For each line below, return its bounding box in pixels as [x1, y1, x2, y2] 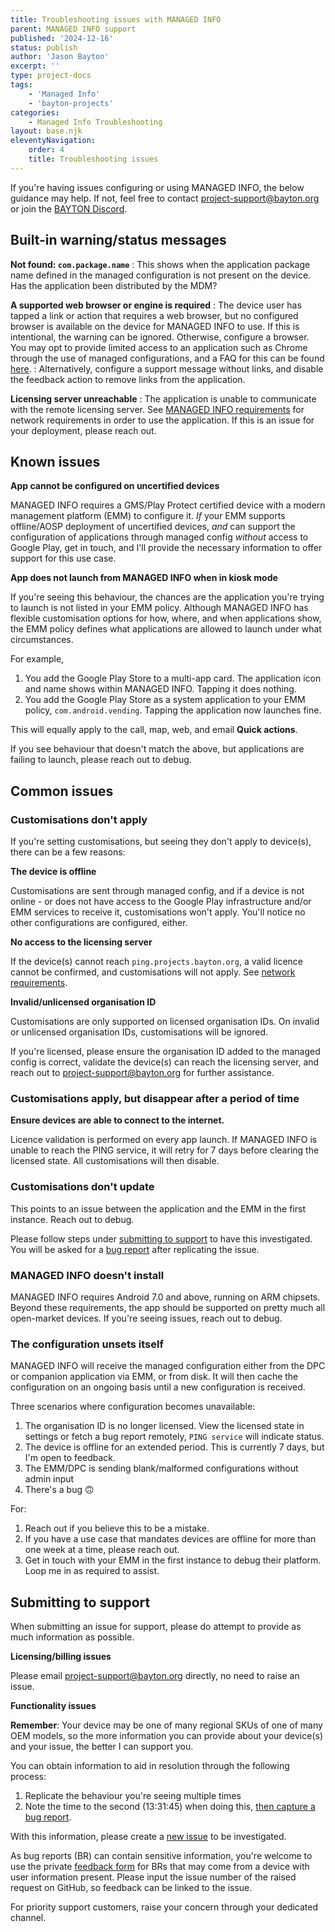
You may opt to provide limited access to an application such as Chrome [10, 341, 308, 353]
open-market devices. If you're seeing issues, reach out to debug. [10, 1312, 283, 1324]
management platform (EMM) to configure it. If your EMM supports [10, 510, 286, 522]
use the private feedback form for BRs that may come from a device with [10, 1861, 310, 1873]
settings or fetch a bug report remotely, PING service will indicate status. [24, 1431, 325, 1443]
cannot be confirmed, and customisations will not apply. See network [10, 966, 296, 978]
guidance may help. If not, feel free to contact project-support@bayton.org [10, 192, 320, 204]
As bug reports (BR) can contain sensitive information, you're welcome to [10, 1850, 313, 1862]
